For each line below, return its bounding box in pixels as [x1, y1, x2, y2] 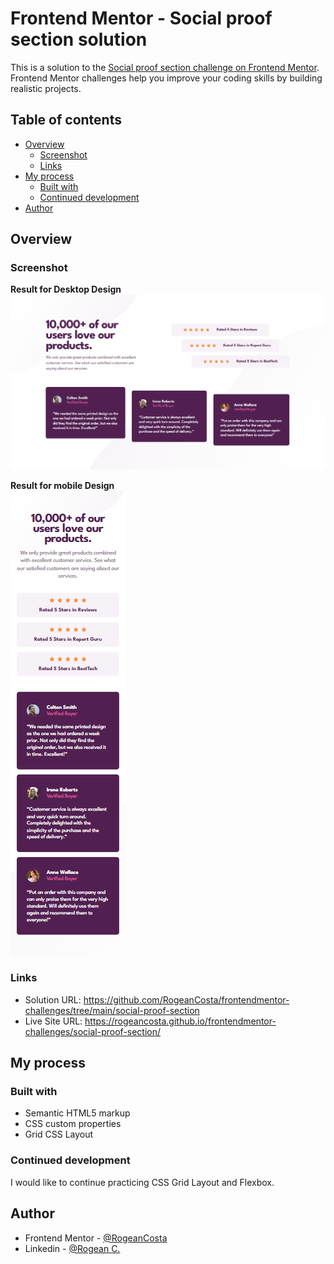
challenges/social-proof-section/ [24, 1025, 162, 1037]
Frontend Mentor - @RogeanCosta [24, 1232, 168, 1244]
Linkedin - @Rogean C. [24, 1242, 121, 1254]
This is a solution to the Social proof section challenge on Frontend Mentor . [10, 61, 320, 73]
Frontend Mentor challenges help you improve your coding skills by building [10, 72, 323, 84]
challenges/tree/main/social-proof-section [24, 1004, 200, 1016]
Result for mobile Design [10, 479, 115, 491]
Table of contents [10, 112, 122, 129]
